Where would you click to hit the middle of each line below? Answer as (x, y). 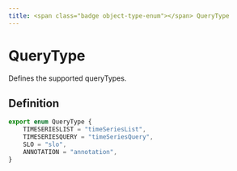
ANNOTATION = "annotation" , (70, 152)
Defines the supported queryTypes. (68, 78)
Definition (34, 103)
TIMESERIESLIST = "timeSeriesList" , (85, 130)
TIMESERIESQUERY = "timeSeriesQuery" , (88, 137)
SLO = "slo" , (45, 144)
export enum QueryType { (50, 122)
